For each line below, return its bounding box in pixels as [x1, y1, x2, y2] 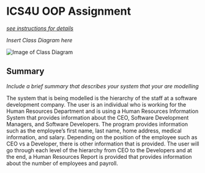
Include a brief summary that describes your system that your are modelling [6, 82, 199, 90]
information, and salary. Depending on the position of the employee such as [6, 133, 198, 140]
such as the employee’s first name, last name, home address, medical [6, 127, 182, 134]
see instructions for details [6, 25, 73, 32]
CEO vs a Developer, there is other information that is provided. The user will [6, 140, 199, 147]
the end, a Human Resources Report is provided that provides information [6, 153, 192, 160]
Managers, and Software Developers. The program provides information [6, 120, 188, 128]
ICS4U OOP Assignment [6, 4, 132, 18]
